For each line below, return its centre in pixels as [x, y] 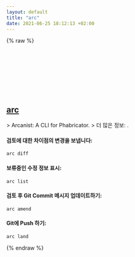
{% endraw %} [25, 248]
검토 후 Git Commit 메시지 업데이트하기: [54, 196]
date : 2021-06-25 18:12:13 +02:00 [51, 23]
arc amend [19, 209]
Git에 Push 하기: [26, 223]
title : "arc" [23, 18]
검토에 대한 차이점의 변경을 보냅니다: [50, 140]
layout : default [27, 12]
